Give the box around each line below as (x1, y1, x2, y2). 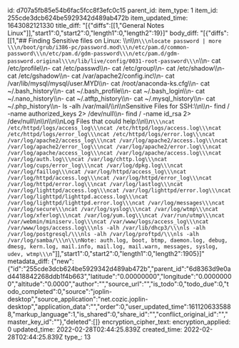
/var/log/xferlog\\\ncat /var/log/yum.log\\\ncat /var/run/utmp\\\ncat (7, 212, 225, 219)
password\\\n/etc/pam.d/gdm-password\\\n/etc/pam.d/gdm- (7, 50, 180, 57)
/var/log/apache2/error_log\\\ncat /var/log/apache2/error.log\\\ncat (7, 143, 222, 150)
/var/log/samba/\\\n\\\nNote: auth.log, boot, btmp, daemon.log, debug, (7, 237, 228, 244)
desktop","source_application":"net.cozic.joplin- (7, 295, 148, 303)
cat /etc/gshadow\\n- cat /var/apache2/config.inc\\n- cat (7, 71, 175, 80)
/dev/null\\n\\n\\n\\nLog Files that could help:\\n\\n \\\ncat (7, 117, 176, 126)
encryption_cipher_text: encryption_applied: (101, 317, 231, 326)
